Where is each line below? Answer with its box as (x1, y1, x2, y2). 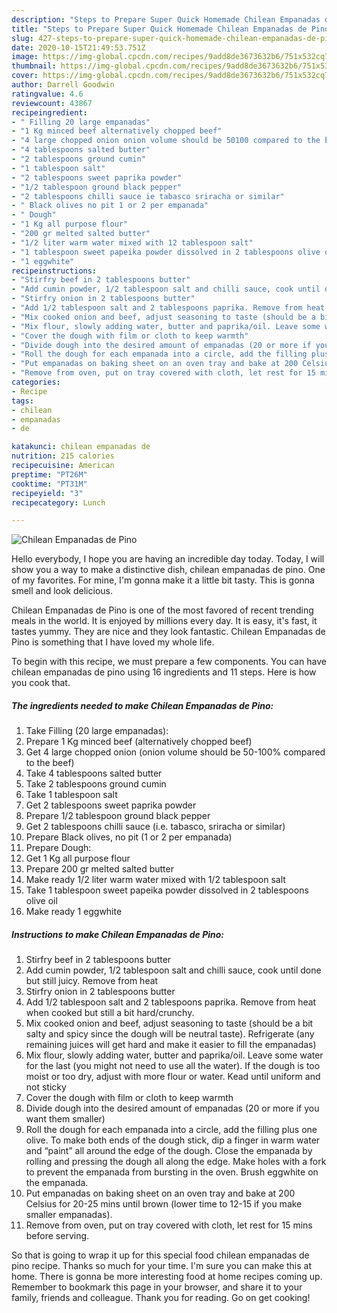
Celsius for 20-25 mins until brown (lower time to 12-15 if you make (25, 1198, 303, 1210)
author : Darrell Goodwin (11, 80, 115, 90)
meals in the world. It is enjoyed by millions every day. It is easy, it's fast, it (11, 615, 318, 627)
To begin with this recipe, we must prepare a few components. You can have (11, 656, 327, 668)
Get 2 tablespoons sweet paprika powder (25, 799, 197, 811)
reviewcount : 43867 (11, 98, 93, 108)
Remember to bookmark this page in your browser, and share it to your (11, 1281, 303, 1293)
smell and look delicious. (11, 585, 113, 597)
